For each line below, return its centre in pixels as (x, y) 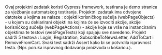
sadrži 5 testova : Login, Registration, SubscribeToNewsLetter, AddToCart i (79, 37)
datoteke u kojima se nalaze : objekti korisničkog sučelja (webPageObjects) (80, 17)
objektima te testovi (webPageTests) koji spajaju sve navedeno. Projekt (76, 32)
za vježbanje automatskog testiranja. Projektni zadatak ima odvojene (73, 12)
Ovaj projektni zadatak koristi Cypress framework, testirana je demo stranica (81, 7)
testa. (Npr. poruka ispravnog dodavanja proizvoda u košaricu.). (68, 48)
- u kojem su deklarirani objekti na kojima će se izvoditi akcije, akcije (73, 22)
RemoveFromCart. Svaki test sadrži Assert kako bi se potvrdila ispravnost (78, 42)
